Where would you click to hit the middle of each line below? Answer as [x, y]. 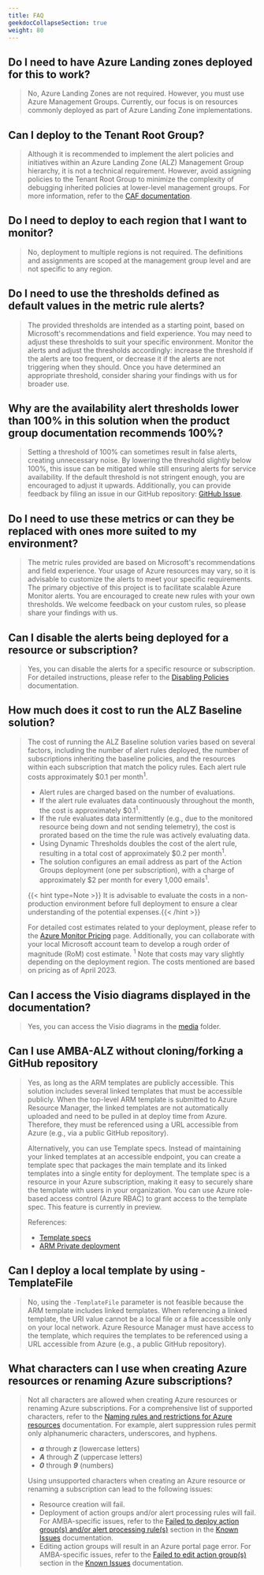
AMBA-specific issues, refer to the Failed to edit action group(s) [143, 1554]
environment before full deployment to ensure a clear [151, 903]
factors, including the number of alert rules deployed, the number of [138, 750]
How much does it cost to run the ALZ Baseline [125, 711]
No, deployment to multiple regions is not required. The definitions [135, 252]
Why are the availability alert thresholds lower [123, 408]
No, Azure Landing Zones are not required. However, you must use [136, 94]
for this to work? [49, 75]
